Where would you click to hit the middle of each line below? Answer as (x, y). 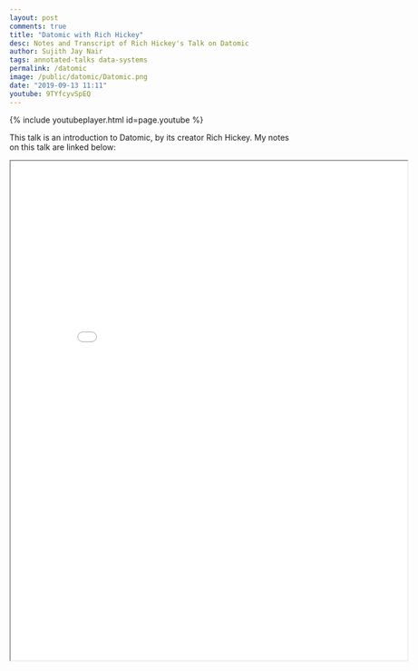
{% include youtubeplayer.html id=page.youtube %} (107, 120)
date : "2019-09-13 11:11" (58, 85)
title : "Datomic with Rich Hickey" (77, 35)
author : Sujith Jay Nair (56, 52)
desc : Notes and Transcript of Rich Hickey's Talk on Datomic (129, 43)
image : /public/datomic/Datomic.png (78, 77)
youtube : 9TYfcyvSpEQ (50, 94)
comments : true (38, 26)
